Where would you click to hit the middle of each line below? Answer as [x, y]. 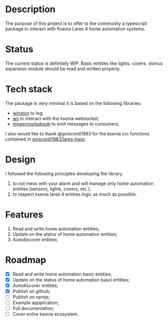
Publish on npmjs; [31, 297]
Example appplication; [36, 302]
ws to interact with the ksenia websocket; [56, 118]
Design [20, 159]
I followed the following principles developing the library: [64, 173]
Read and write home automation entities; [56, 229]
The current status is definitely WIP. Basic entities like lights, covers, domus [84, 63]
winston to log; [28, 113]
